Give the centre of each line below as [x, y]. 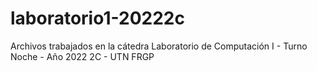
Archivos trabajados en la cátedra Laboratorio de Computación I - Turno [159, 46]
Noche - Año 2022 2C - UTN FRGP [82, 56]
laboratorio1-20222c [97, 18]
